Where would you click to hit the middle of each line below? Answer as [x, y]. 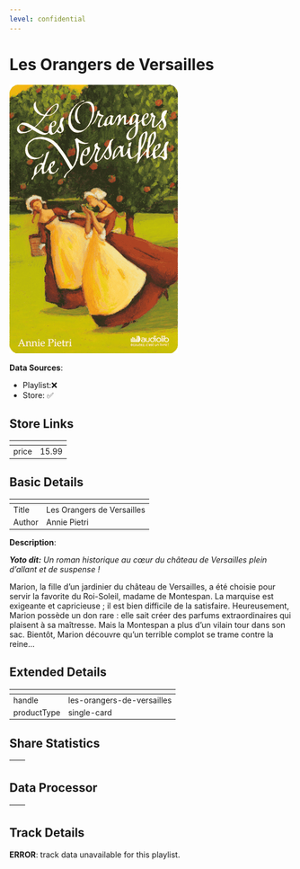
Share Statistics [55, 743]
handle [26, 700]
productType [37, 712]
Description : [33, 542]
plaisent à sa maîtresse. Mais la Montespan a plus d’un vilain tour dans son [147, 625]
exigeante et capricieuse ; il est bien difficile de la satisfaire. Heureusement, [150, 606]
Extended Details [58, 673]
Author [26, 522]
